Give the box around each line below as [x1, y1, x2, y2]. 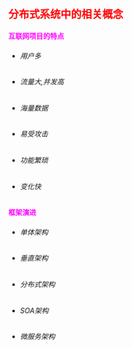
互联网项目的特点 [8, 31, 64, 41]
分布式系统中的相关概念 [8, 7, 123, 21]
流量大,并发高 [19, 77, 64, 87]
